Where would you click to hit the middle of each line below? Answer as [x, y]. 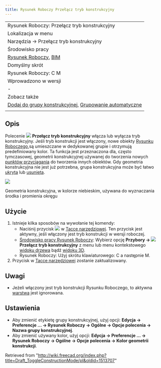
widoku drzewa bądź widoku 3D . [52, 250]
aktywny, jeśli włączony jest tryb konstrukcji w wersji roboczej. [82, 234]
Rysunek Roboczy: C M [34, 73]
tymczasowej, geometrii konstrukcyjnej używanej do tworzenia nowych [77, 157]
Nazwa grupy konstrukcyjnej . [42, 330]
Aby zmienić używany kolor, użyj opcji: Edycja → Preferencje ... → [79, 335]
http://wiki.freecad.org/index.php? [72, 355]
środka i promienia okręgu [31, 196]
